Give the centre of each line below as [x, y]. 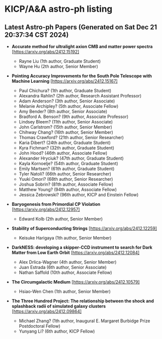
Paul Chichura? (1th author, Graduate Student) [65, 91]
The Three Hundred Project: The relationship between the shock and [83, 301]
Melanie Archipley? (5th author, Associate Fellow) [69, 106]
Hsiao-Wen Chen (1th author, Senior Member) [65, 291]
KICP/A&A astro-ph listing [59, 9]
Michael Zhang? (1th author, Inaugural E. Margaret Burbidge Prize [84, 321]
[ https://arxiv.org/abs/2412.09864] [47, 311]
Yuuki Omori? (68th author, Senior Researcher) [66, 179]
